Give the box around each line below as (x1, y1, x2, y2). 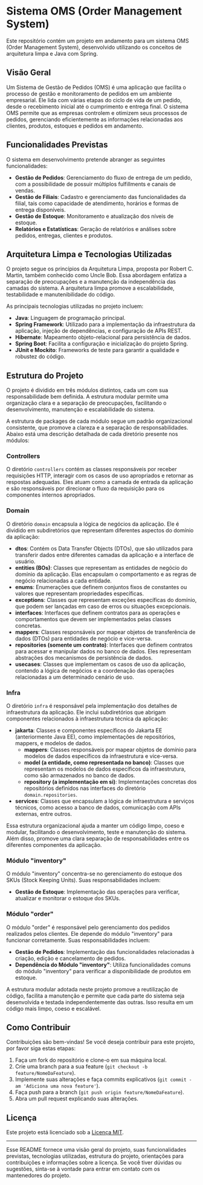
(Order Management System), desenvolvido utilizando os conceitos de (6, 44, 182, 51)
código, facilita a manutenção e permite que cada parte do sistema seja (6, 992, 185, 999)
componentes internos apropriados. (6, 491, 95, 498)
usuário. (14, 558, 36, 565)
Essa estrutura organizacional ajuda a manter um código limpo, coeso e (6, 822, 185, 829)
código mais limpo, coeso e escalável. (6, 1005, 101, 1012)
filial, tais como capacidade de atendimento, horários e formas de (14, 200, 179, 207)
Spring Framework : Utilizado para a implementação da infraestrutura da (14, 321, 195, 328)
